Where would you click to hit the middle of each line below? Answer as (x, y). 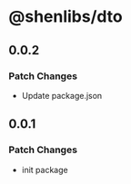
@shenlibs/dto (66, 17)
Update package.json (62, 95)
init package (45, 169)
